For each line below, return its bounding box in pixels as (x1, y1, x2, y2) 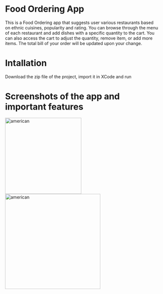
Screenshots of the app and (5, 91, 120, 102)
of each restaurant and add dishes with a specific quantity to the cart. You (5, 30, 155, 36)
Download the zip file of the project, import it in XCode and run (5, 73, 132, 79)
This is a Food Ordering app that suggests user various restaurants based (5, 20, 154, 25)
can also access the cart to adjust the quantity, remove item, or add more (5, 35, 153, 41)
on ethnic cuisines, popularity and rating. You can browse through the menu (5, 24, 158, 30)
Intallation (5, 58, 47, 69)
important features (5, 101, 84, 113)
